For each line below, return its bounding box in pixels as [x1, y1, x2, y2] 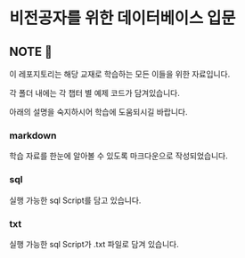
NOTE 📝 [9, 44, 53, 59]
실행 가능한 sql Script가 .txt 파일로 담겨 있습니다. [9, 238, 180, 249]
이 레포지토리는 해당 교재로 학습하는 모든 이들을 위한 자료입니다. [9, 69, 231, 79]
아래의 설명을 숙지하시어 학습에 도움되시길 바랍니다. [9, 107, 188, 117]
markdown [9, 129, 57, 141]
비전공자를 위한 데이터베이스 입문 [9, 8, 236, 28]
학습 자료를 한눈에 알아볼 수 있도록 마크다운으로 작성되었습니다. [9, 150, 229, 161]
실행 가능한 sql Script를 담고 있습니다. [9, 195, 142, 206]
